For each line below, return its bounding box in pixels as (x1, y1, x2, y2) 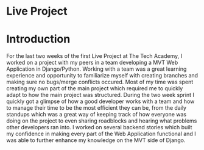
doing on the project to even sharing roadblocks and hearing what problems (6, 117, 197, 124)
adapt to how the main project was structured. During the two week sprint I (6, 91, 195, 99)
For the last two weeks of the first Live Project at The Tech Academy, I (6, 52, 183, 60)
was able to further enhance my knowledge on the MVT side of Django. (6, 137, 186, 144)
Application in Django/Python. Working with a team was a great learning (6, 65, 187, 73)
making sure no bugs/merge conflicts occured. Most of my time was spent (6, 78, 194, 86)
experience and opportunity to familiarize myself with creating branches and (6, 72, 199, 79)
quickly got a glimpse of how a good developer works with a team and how (6, 98, 195, 105)
